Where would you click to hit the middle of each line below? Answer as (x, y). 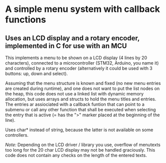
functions (26, 20)
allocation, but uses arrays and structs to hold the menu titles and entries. (81, 99)
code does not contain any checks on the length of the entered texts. (76, 155)
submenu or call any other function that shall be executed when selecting (81, 110)
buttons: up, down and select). (37, 74)
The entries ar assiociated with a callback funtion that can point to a (75, 104)
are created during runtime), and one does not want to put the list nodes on (83, 88)
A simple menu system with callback (83, 9)
